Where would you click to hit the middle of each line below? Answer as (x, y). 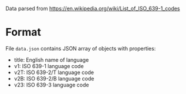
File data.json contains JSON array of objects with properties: (81, 48)
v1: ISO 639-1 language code (49, 66)
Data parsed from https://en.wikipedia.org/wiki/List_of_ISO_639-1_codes (93, 9)
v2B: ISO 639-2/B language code (54, 78)
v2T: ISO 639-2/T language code (54, 72)
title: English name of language (51, 60)
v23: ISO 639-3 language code (51, 85)
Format (23, 32)
